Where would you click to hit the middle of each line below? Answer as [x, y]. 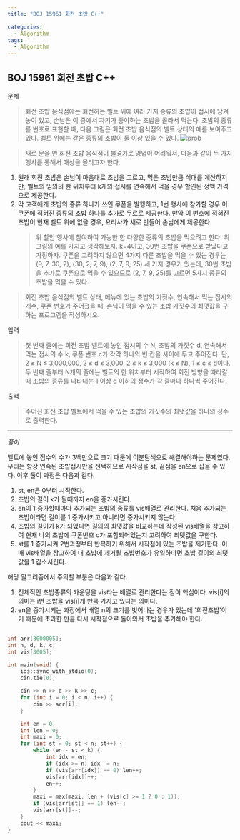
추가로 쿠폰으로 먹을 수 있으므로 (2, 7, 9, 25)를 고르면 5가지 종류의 [135, 273]
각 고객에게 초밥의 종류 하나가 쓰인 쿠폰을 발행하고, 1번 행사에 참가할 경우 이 [122, 204]
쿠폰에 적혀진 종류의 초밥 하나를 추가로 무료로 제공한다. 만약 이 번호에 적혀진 [124, 213]
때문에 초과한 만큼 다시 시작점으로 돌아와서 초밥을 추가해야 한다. [114, 619]
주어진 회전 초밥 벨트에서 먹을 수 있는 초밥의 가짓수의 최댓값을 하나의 [120, 411]
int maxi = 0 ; [41, 737]
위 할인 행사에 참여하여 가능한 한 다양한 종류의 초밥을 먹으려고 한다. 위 [132, 237]
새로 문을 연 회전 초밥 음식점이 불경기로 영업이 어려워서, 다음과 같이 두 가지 [129, 153]
